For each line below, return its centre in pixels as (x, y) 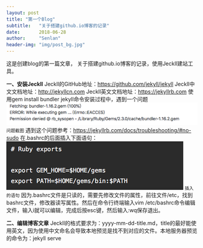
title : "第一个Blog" (31, 19)
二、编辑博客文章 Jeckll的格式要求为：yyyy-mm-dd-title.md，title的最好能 (99, 223)
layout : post (23, 13)
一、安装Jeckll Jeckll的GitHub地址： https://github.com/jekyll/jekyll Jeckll (98, 84)
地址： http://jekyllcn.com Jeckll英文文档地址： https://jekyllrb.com (104, 92)
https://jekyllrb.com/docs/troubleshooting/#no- (132, 130)
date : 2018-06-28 (36, 32)
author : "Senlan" (34, 39)
